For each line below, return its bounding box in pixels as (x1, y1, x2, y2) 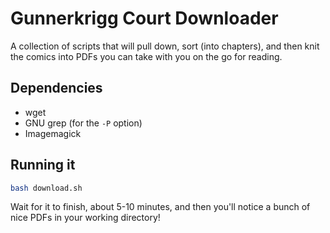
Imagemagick (24, 127, 82, 139)
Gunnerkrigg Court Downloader (10, 7, 279, 30)
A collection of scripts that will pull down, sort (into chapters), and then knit (10, 40, 320, 52)
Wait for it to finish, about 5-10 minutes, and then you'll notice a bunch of (10, 201, 311, 213)
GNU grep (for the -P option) (24, 117, 143, 129)
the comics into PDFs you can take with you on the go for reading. (10, 50, 283, 62)
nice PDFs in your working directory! (10, 212, 161, 224)
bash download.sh (10, 183, 83, 193)
